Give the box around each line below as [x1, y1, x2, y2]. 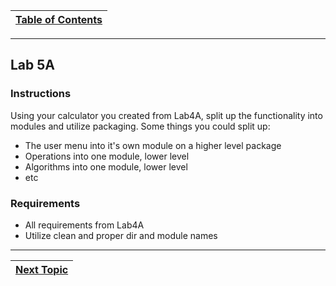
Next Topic [15, 262, 69, 276]
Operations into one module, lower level [24, 150, 190, 162]
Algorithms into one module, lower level [24, 160, 188, 173]
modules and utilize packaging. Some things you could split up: [10, 120, 271, 132]
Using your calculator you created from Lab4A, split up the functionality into [10, 109, 323, 121]
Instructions [10, 87, 72, 101]
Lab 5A [10, 57, 56, 74]
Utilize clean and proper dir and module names [24, 229, 218, 241]
